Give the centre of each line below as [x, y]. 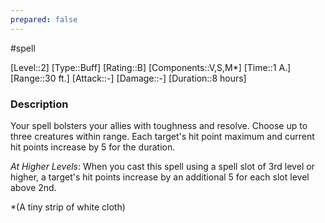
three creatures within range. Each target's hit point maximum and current [162, 136]
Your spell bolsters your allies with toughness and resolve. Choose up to [159, 125]
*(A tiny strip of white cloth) [68, 207]
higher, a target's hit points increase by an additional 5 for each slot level [160, 177]
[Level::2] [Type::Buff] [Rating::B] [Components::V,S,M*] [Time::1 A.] [151, 67]
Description [39, 104]
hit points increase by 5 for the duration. [93, 147]
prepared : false [44, 19]
